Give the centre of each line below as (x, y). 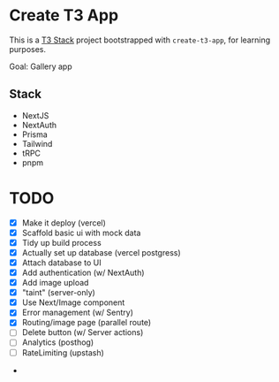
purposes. (28, 49)
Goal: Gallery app (41, 66)
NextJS (35, 115)
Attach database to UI (61, 263)
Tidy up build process (61, 242)
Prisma (35, 134)
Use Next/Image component (73, 302)
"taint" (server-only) (58, 293)
